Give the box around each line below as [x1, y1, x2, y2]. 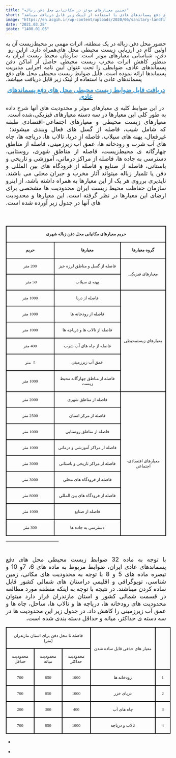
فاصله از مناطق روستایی [65, 429, 109, 435]
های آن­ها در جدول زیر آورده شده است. [6, 199, 101, 207]
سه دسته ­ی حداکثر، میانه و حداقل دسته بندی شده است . [25, 614, 166, 622]
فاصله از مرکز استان [69, 413, 106, 418]
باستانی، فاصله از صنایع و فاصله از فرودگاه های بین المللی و [6, 162, 166, 170]
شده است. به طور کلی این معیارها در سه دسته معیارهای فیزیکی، [7, 110, 167, 119]
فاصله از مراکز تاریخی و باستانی [58, 461, 116, 466]
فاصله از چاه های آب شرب [64, 343, 111, 349]
